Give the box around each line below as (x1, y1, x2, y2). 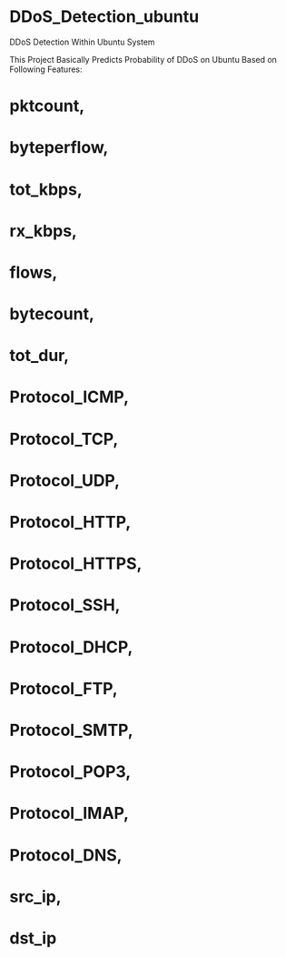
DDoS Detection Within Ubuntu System (9, 36, 156, 47)
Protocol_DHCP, (9, 637, 133, 657)
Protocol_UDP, (9, 470, 121, 490)
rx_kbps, (9, 220, 77, 241)
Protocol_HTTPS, (9, 553, 143, 574)
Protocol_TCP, (9, 428, 119, 449)
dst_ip (9, 928, 57, 948)
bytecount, (9, 304, 95, 325)
